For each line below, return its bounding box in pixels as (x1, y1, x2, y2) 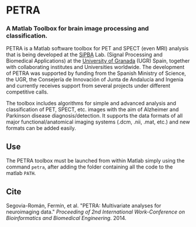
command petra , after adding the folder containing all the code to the (6, 163, 173, 170)
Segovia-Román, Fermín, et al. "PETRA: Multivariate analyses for (6, 202, 161, 209)
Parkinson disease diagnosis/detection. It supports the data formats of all (6, 112, 183, 119)
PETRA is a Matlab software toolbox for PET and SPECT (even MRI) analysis (6, 45, 189, 52)
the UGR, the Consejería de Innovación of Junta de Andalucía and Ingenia (6, 76, 184, 83)
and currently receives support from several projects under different (6, 82, 171, 90)
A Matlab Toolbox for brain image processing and (6, 25, 149, 33)
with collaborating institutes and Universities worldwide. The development (6, 64, 185, 71)
